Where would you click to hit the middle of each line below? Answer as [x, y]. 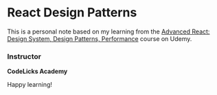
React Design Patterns [72, 13]
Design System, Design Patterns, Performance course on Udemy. [100, 38]
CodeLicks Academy [37, 71]
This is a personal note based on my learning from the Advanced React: [108, 31]
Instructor [24, 56]
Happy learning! [30, 85]
